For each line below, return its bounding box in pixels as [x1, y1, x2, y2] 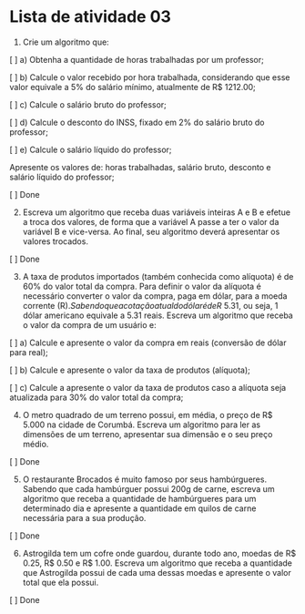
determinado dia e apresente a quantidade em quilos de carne [22, 503, 257, 514]
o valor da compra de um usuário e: [22, 319, 157, 330]
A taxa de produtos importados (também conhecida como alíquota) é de [22, 271, 294, 281]
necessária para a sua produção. [22, 512, 147, 523]
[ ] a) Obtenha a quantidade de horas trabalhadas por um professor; [9, 54, 264, 65]
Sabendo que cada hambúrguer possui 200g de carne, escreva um [22, 483, 275, 494]
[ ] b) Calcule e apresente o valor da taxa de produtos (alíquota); [9, 364, 250, 375]
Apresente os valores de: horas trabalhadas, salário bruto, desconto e [9, 161, 271, 172]
